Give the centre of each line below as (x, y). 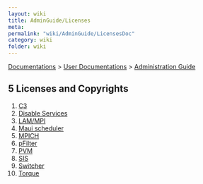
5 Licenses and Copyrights (68, 89)
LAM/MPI (32, 121)
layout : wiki (27, 14)
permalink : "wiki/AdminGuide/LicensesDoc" (71, 33)
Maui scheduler (41, 128)
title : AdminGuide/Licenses (50, 20)
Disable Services (43, 113)
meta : (16, 27)
